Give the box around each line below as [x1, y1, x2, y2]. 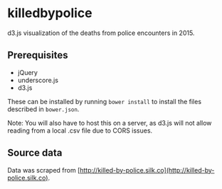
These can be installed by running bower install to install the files [7, 97, 201, 106]
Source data [7, 147, 63, 159]
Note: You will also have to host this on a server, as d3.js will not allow [7, 118, 212, 127]
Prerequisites [7, 49, 68, 61]
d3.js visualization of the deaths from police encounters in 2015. [7, 29, 195, 37]
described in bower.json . [7, 105, 80, 113]
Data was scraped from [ [7, 165, 80, 174]
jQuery [17, 68, 38, 76]
